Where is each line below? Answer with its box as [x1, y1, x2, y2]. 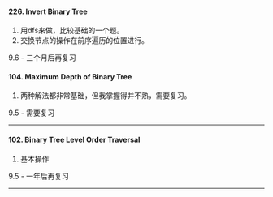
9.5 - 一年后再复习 [8, 171, 69, 181]
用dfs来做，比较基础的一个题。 [19, 25, 124, 36]
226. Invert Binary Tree [8, 6, 88, 16]
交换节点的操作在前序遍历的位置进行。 [19, 36, 149, 45]
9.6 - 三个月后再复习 [8, 53, 76, 62]
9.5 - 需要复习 [8, 108, 55, 118]
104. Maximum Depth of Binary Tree [8, 71, 132, 81]
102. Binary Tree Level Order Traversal [8, 135, 141, 144]
